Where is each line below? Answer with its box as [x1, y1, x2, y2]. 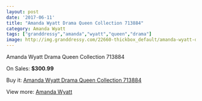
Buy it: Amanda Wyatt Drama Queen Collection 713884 [6, 76, 142, 84]
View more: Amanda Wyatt [6, 88, 73, 95]
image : [6, 37, 23, 43]
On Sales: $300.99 [6, 65, 54, 72]
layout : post [6, 8, 39, 15]
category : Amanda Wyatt [6, 25, 66, 32]
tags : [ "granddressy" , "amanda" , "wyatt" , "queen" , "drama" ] [6, 31, 152, 37]
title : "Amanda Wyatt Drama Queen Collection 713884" [6, 20, 144, 26]
